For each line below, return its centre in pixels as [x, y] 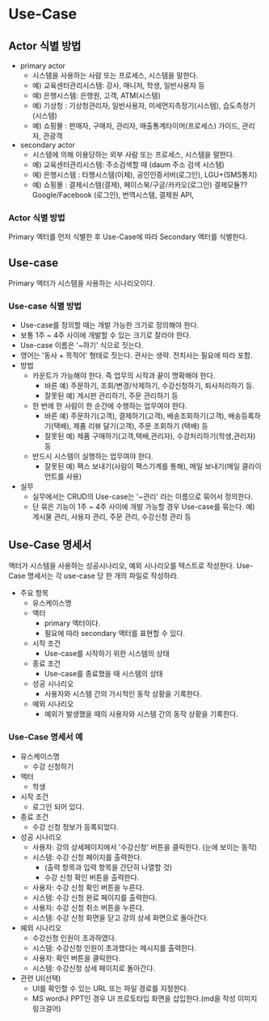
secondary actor [47, 145]
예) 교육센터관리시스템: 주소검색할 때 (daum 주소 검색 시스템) [128, 165]
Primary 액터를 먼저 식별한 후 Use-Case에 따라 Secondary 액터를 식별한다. [128, 237]
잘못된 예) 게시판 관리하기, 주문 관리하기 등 [111, 395]
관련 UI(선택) [40, 978]
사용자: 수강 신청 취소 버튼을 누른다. [88, 907]
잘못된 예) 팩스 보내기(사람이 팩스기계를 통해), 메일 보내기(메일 [142, 467]
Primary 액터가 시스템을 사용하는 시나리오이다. [82, 283]
